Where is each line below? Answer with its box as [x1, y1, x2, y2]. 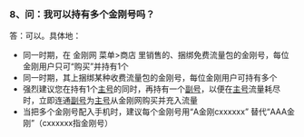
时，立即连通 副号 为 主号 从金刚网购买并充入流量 [22, 95, 198, 106]
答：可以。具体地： [9, 30, 82, 42]
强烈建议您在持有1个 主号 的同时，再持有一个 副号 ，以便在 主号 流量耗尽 [22, 83, 281, 94]
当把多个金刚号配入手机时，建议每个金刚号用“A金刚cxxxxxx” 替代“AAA [22, 106, 288, 117]
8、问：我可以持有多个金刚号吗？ [9, 7, 156, 20]
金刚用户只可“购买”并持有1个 [22, 61, 129, 72]
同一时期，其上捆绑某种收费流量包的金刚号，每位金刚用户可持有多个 [22, 73, 278, 83]
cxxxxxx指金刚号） [42, 118, 113, 129]
